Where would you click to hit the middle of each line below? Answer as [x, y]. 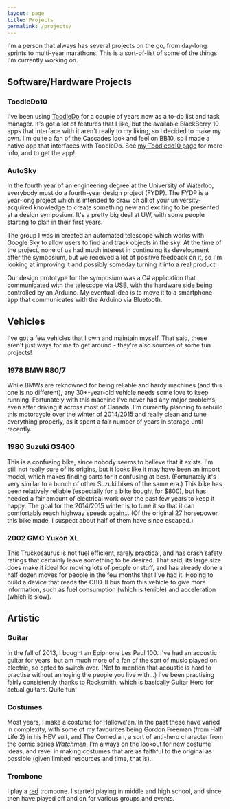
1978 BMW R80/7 [37, 370]
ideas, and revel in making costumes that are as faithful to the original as [110, 751]
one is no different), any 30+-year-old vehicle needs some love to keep [108, 393]
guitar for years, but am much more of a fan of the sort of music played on [112, 660]
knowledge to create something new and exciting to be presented [126, 207]
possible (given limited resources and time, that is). [79, 759]
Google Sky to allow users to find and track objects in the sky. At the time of [114, 243]
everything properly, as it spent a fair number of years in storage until [105, 422]
